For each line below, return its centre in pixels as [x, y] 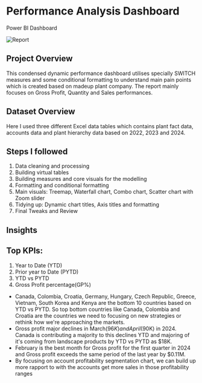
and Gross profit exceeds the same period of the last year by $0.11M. [100, 354]
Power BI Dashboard [32, 28]
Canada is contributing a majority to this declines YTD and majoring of [102, 335]
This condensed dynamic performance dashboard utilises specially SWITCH [101, 73]
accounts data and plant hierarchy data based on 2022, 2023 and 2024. [96, 133]
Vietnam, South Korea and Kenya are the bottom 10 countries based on [103, 303]
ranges [24, 373]
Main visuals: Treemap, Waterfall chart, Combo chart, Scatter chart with [104, 192]
